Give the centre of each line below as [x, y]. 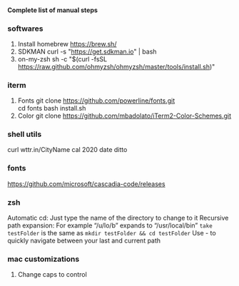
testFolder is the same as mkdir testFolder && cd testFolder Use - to [112, 233]
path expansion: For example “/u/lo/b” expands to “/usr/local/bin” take [110, 225]
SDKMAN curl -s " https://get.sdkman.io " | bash [87, 51]
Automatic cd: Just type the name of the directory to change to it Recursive [118, 218]
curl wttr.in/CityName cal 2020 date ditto [67, 150]
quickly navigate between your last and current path [84, 241]
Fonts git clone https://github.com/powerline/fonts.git [96, 101]
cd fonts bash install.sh [52, 108]
